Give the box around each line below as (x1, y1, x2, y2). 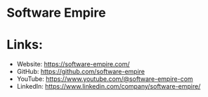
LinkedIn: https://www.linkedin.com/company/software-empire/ (16, 82, 201, 91)
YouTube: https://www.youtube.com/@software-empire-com (16, 75, 194, 83)
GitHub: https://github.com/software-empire (16, 68, 145, 76)
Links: (6, 37, 44, 53)
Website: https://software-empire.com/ (16, 60, 131, 68)
